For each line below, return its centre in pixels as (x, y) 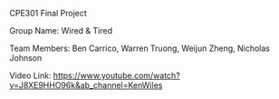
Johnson (26, 58)
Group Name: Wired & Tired (61, 30)
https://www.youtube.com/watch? (117, 75)
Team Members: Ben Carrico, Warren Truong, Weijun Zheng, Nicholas (139, 48)
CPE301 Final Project (48, 13)
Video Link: (30, 75)
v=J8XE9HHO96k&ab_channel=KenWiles (86, 85)
